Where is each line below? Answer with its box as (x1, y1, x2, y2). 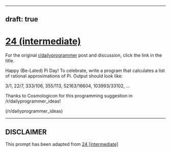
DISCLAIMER (5, 128, 47, 136)
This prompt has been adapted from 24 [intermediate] (5, 141, 119, 147)
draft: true (5, 15, 38, 23)
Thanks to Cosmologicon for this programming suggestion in (5, 93, 133, 99)
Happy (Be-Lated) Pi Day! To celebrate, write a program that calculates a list (5, 67, 165, 74)
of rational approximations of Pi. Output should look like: (5, 73, 123, 79)
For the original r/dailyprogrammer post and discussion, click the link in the (5, 52, 162, 59)
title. (5, 58, 15, 64)
